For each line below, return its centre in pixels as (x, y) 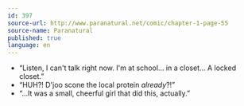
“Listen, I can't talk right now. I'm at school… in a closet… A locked (127, 68)
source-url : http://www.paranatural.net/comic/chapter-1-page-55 (118, 23)
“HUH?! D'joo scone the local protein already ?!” (97, 85)
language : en (29, 45)
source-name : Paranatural (50, 30)
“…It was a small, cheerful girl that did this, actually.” (105, 93)
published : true (34, 38)
